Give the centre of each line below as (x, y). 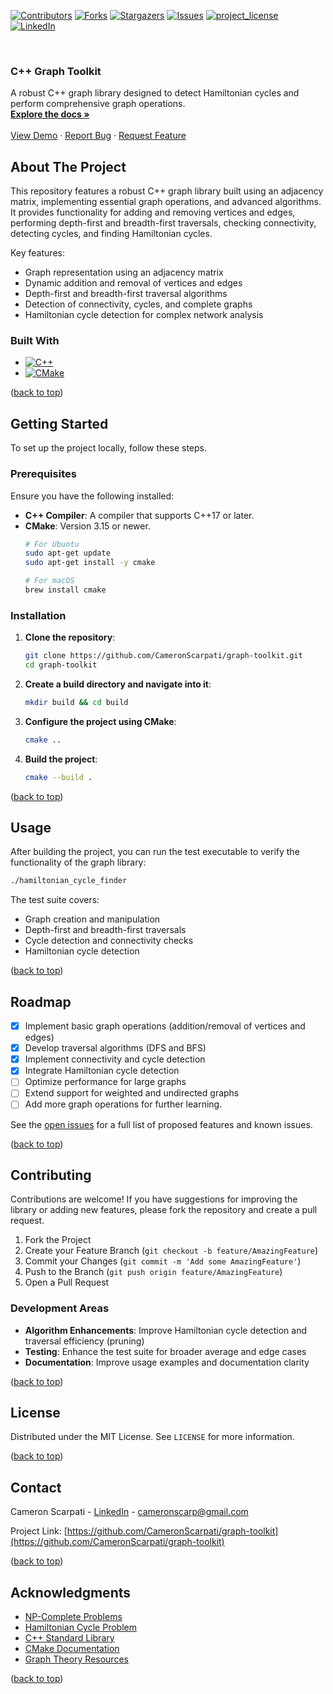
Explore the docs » (50, 114)
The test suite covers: (55, 900)
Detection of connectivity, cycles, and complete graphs (138, 304)
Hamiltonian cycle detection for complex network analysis (144, 315)
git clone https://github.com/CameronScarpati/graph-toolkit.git (163, 656)
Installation (38, 615)
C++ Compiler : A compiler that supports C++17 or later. (139, 515)
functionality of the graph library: (78, 862)
